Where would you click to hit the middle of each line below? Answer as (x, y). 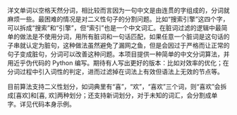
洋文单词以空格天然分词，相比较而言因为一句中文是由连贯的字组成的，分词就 (119, 10)
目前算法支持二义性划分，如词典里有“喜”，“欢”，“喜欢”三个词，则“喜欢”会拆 (117, 87)
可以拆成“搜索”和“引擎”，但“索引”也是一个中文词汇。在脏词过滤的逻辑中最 (114, 28)
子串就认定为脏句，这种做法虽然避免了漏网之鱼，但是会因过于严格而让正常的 (119, 45)
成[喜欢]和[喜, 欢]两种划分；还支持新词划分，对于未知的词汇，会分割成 (109, 95)
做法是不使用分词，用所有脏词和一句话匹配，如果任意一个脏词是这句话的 (124, 36)
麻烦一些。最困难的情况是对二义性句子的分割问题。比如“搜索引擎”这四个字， (118, 19)
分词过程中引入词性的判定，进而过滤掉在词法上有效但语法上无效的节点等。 (115, 72)
